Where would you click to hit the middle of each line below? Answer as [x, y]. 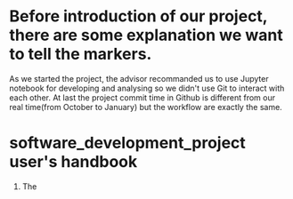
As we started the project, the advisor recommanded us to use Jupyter [139, 78]
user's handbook [73, 162]
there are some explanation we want [146, 35]
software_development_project [128, 143]
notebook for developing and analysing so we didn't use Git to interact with [147, 88]
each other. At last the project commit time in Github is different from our [142, 97]
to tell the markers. [81, 54]
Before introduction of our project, [138, 16]
